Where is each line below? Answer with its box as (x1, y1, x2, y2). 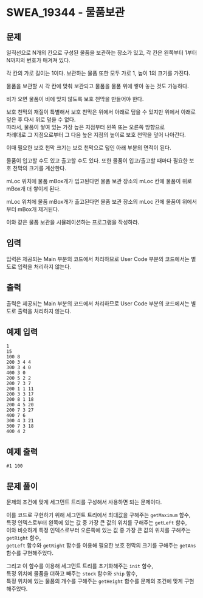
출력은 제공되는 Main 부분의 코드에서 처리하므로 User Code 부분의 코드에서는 (6, 299, 190, 307)
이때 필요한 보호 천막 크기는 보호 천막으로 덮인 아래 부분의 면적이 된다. (6, 144, 171, 151)
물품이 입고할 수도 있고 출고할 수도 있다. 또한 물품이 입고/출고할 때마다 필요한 (6, 157, 188, 164)
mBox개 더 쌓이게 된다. (6, 185, 61, 192)
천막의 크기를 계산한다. (12, 165, 67, 172)
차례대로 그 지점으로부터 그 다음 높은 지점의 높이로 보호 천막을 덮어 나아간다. (6, 131, 187, 138)
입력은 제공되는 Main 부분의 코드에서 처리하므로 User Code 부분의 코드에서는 (6, 255, 190, 262)
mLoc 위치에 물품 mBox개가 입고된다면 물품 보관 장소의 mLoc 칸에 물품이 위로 (6, 178, 193, 184)
